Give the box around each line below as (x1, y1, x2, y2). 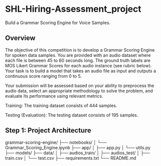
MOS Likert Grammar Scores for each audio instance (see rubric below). (5, 62, 152, 68)
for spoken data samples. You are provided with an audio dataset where (5, 52, 151, 58)
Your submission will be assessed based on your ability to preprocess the (5, 83, 154, 88)
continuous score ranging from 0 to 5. (5, 73, 82, 79)
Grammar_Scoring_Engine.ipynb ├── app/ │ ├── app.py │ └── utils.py (5, 144, 151, 150)
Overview (5, 34, 36, 42)
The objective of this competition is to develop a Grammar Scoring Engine (5, 47, 155, 53)
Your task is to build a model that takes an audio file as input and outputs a (5, 68, 156, 74)
